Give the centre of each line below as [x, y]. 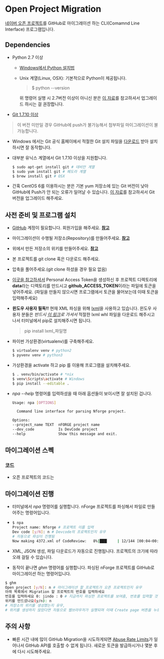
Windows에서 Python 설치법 [47, 67]
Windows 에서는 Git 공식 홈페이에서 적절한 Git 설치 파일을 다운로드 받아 [80, 141]
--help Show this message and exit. [65, 434]
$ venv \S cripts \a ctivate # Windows [48, 379]
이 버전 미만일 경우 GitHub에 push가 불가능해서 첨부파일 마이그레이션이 [85, 125]
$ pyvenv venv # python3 [37, 355]
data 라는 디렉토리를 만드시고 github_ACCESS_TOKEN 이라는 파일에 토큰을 [84, 286]
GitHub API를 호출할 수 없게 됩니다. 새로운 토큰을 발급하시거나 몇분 [89, 645]
